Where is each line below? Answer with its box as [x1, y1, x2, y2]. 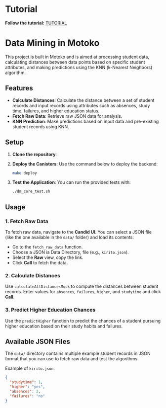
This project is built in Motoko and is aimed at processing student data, [5, 54, 150, 60]
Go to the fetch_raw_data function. [12, 244, 83, 249]
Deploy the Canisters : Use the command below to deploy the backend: [12, 161, 158, 167]
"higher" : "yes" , [9, 384, 45, 390]
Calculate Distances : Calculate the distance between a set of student [12, 97, 155, 103]
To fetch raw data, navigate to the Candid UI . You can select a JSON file [5, 229, 152, 235]
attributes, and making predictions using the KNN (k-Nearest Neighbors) [5, 64, 153, 70]
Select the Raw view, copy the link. [12, 254, 83, 260]
